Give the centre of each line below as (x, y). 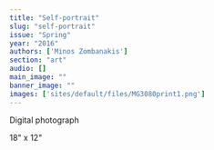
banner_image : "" (42, 85)
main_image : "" (38, 77)
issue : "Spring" (40, 35)
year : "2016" (34, 43)
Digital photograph (44, 120)
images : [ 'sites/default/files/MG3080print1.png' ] (107, 94)
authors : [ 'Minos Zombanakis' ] (69, 52)
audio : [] (28, 69)
